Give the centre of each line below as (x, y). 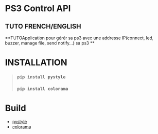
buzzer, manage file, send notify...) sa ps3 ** (50, 43)
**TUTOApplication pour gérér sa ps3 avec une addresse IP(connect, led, (79, 38)
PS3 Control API (38, 8)
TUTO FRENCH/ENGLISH (43, 26)
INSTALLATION (36, 63)
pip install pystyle (41, 77)
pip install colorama (43, 89)
